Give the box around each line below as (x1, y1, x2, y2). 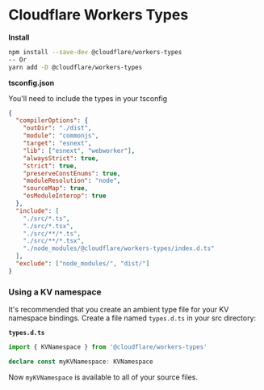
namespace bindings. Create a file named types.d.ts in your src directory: (8, 313, 257, 323)
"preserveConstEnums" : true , (23, 169, 121, 177)
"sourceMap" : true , (23, 184, 89, 193)
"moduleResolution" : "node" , (23, 176, 121, 185)
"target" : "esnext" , (23, 139, 92, 147)
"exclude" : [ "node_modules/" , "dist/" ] (15, 260, 150, 268)
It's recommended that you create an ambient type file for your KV (8, 305, 229, 315)
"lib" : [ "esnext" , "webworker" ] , (23, 146, 136, 155)
